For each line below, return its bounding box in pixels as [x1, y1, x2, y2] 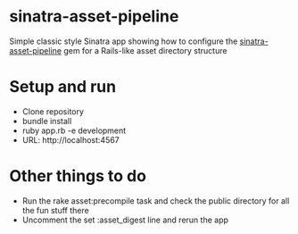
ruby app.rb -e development [21, 125, 127, 136]
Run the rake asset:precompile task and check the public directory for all [21, 195, 290, 206]
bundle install [21, 115, 72, 126]
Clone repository [21, 105, 85, 117]
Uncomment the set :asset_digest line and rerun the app [21, 214, 229, 225]
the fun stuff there [21, 205, 89, 215]
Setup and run [9, 77, 117, 97]
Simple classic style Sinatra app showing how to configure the [9, 36, 238, 46]
